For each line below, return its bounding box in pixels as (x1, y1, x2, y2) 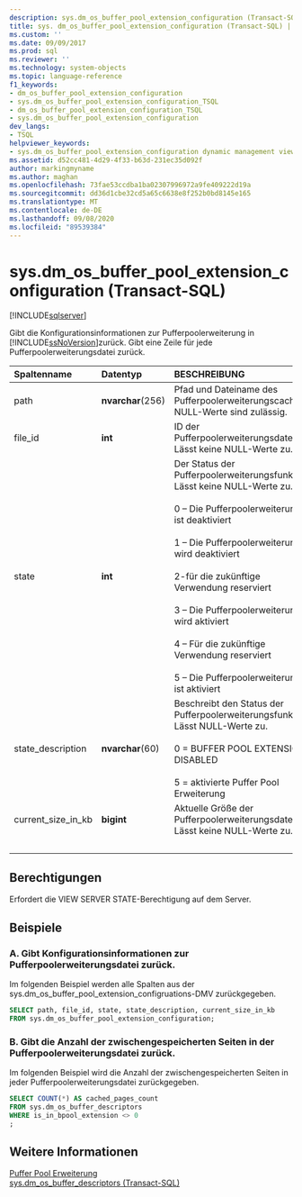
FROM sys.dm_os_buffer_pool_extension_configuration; (9, 1014, 216, 1023)
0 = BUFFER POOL (173, 742, 253, 755)
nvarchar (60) (101, 742, 160, 755)
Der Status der (173, 458, 235, 470)
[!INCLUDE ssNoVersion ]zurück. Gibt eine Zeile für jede (9, 337, 213, 348)
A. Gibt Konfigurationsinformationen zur (9, 947, 190, 959)
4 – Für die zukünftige (173, 638, 266, 650)
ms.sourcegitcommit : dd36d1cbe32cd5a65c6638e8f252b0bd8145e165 (9, 189, 252, 198)
